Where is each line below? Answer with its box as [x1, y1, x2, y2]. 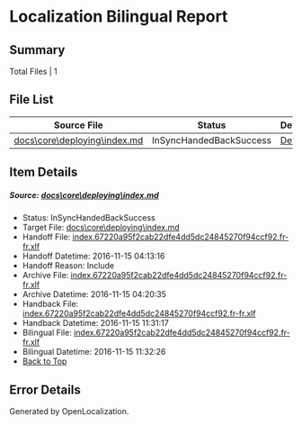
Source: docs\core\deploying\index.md [9, 189, 159, 200]
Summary [9, 42, 66, 58]
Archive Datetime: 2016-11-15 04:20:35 [22, 289, 167, 300]
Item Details [9, 165, 78, 180]
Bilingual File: [22, 327, 72, 339]
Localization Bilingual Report [9, 6, 228, 27]
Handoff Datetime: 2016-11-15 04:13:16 [22, 250, 165, 262]
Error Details [9, 382, 81, 397]
